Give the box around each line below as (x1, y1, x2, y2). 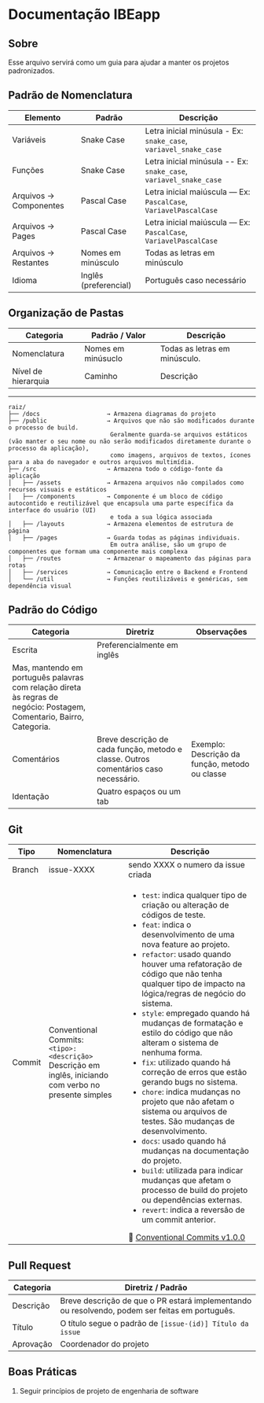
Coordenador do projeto (60, 1339, 149, 1350)
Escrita (12, 645, 38, 656)
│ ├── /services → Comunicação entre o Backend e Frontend (8, 568, 247, 576)
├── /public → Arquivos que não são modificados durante (8, 417, 255, 425)
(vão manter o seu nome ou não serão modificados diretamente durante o (8, 437, 251, 445)
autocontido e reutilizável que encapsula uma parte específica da (8, 499, 234, 507)
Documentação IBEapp (8, 6, 161, 24)
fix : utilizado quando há (141, 1057, 231, 1068)
